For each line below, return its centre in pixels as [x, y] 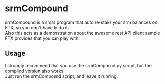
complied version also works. [35, 71]
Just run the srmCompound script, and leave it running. [62, 76]
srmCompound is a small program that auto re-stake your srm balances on [81, 22]
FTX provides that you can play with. [43, 38]
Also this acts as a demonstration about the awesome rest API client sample [82, 33]
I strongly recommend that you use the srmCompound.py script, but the [79, 65]
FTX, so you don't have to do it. [37, 27]
